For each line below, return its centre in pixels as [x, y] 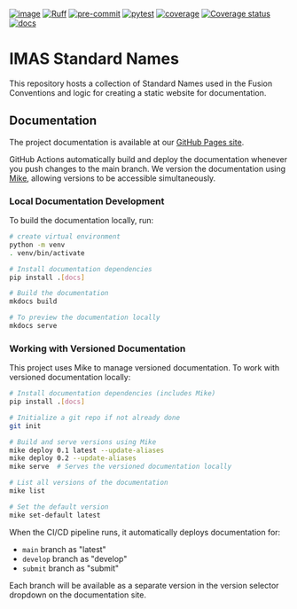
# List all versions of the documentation [89, 483]
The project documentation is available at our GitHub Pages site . [127, 142]
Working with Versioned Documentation [98, 348]
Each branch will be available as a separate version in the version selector [144, 585]
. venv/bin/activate [47, 253]
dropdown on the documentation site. [78, 595]
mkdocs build [33, 301]
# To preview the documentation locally [85, 318]
